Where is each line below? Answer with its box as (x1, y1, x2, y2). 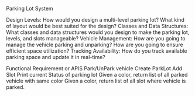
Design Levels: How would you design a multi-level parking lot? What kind (6, 16, 184, 23)
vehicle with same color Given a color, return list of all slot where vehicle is (6, 77, 186, 84)
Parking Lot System (6, 5, 54, 12)
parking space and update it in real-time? (6, 54, 105, 60)
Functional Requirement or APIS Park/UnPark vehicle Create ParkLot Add (6, 65, 183, 72)
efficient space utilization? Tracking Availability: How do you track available (6, 47, 187, 54)
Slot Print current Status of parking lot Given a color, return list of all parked (6, 71, 188, 78)
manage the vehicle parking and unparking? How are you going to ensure (6, 41, 183, 48)
